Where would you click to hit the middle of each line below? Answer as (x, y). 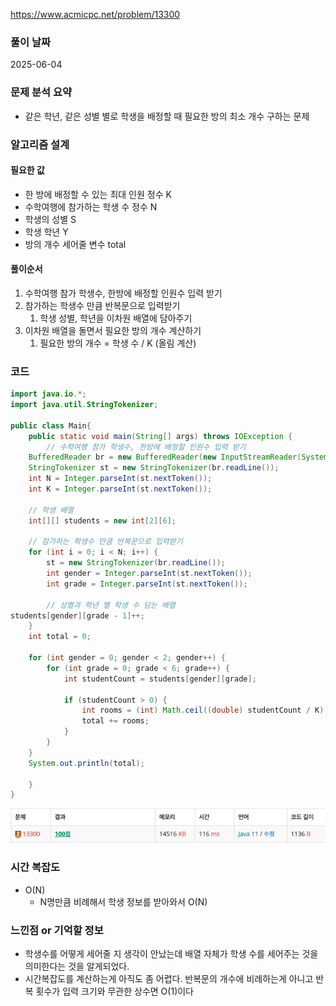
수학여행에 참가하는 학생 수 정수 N (91, 206)
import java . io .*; (48, 394)
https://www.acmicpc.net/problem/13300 (95, 14)
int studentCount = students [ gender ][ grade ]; (160, 679)
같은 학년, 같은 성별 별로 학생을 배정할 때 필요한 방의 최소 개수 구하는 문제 (167, 116)
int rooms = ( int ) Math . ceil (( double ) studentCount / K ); (205, 710)
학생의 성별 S (50, 219)
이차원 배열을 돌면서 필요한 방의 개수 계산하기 (113, 330)
